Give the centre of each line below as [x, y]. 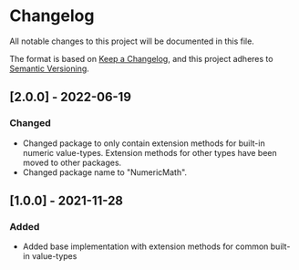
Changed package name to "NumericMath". [105, 172]
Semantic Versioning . [49, 68]
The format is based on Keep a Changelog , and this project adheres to [141, 58]
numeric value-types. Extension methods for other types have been [150, 152]
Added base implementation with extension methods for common [145, 246]
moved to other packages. [72, 162]
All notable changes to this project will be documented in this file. [132, 41]
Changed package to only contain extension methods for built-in [144, 143]
